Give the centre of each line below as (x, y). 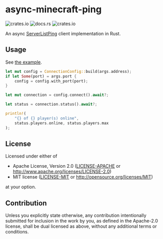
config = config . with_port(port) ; (51, 81)
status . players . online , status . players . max (62, 123)
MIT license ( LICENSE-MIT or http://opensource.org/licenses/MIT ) (83, 177)
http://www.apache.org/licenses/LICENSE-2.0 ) (62, 172)
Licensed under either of (31, 156)
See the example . (24, 62)
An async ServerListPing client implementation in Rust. (63, 33)
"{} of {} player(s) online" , (47, 118)
